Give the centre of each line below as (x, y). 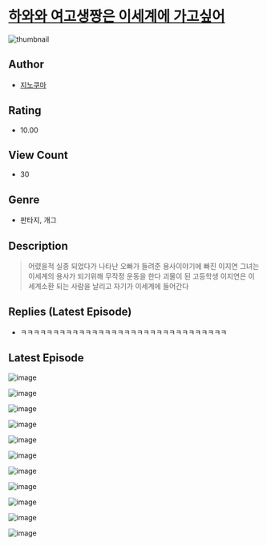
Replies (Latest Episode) (70, 312)
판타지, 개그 (38, 220)
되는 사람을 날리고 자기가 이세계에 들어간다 (122, 286)
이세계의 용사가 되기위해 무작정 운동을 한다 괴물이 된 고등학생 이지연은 (137, 276)
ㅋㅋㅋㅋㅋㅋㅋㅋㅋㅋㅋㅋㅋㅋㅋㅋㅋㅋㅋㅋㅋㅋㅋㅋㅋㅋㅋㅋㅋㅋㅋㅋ (123, 332)
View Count (38, 155)
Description (38, 246)
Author (26, 65)
